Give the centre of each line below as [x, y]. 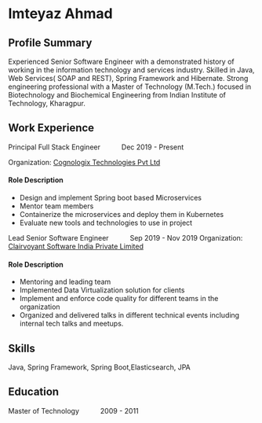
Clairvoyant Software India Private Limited [76, 246]
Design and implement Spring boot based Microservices [111, 198]
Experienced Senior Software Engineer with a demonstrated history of [121, 61]
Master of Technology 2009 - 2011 [73, 410]
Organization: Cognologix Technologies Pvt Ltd [84, 162]
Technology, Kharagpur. [47, 103]
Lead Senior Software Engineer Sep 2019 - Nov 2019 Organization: [126, 238]
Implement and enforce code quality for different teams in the [119, 299]
